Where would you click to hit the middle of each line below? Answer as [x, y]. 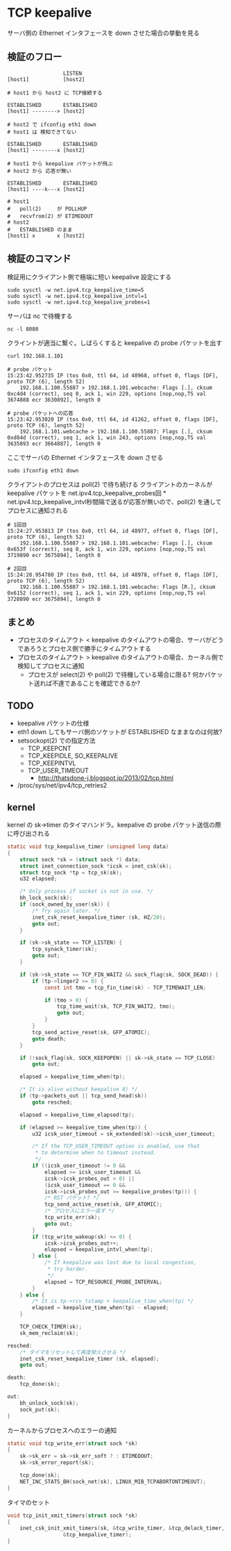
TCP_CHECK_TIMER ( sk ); [51, 1327]
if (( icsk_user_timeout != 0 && [79, 1166]
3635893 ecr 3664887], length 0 [54, 443]
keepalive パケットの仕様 [53, 723]
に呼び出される [28, 833]
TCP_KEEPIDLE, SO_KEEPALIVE [73, 756]
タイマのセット [28, 1502]
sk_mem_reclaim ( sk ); [49, 1333]
